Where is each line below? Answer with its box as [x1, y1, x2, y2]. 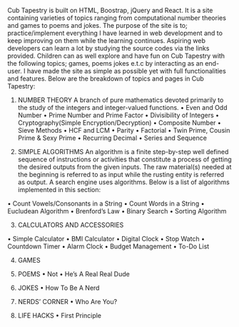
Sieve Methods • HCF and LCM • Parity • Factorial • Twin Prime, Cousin [17, 126, 230, 134]
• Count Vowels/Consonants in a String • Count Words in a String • [7, 199, 205, 208]
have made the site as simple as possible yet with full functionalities [26, 67, 226, 75]
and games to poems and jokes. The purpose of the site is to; [7, 21, 188, 29]
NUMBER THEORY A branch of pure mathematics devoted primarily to [17, 96, 224, 104]
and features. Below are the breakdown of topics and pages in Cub [7, 74, 205, 83]
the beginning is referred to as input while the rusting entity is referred [17, 171, 225, 178]
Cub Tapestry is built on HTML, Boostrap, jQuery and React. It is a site [7, 6, 213, 14]
